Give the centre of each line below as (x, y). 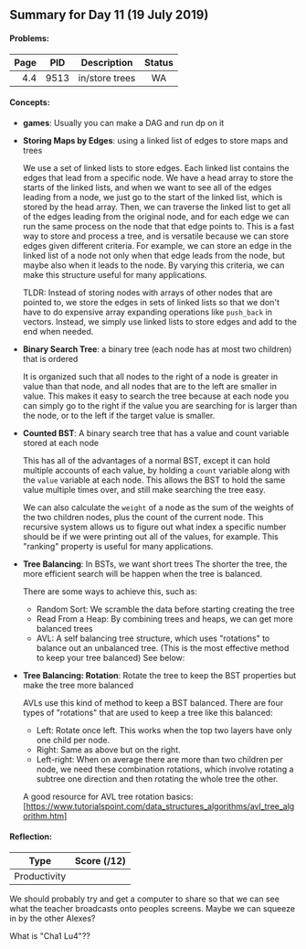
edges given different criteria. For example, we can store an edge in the (157, 245)
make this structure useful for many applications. (115, 274)
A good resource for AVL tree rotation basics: (108, 796)
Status (159, 62)
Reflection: (31, 837)
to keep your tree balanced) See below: (111, 657)
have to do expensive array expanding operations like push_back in (147, 312)
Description (107, 62)
